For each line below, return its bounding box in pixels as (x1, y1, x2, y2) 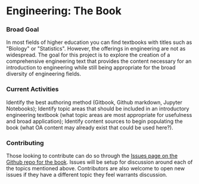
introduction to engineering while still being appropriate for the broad (6, 64, 176, 71)
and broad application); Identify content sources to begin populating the (6, 118, 183, 125)
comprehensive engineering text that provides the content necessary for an (6, 58, 192, 65)
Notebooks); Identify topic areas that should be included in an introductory (6, 105, 189, 112)
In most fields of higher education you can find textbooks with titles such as (6, 39, 192, 46)
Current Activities (6, 85, 59, 93)
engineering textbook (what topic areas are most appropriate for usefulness (6, 111, 192, 118)
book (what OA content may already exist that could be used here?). (6, 123, 174, 131)
